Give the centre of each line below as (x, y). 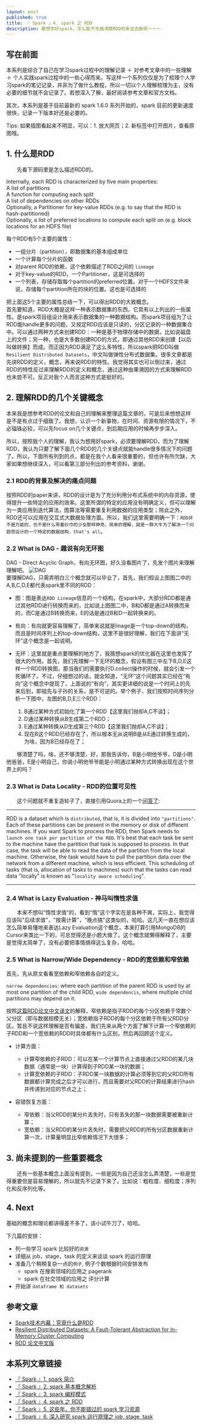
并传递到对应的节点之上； (56, 1089)
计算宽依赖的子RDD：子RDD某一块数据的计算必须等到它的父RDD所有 (109, 1074)
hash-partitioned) (28, 213)
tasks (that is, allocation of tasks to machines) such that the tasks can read (99, 869)
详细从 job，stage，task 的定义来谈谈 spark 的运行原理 (83, 1256)
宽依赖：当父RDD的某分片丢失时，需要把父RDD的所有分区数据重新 (106, 1130)
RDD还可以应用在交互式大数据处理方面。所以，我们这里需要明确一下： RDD (97, 517)
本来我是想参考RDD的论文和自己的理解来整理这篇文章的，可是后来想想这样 (99, 413)
